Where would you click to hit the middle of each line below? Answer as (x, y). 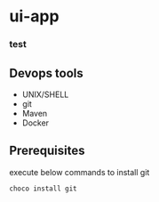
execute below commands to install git (79, 172)
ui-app (34, 16)
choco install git (43, 189)
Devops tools (47, 73)
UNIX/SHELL (45, 94)
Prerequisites (47, 151)
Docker (36, 123)
